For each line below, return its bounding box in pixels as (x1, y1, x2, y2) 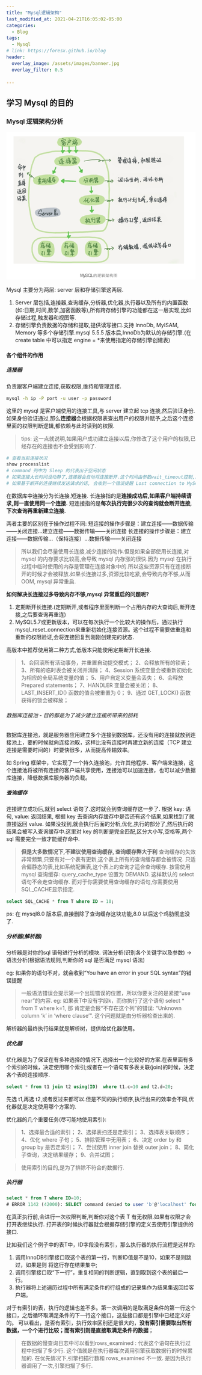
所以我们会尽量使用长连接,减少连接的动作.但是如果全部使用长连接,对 (20, 547, 189, 555)
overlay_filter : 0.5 (11, 67, 63, 73)
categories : (6, 22, 36, 28)
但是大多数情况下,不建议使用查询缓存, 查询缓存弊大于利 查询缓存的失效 (20, 848, 196, 855)
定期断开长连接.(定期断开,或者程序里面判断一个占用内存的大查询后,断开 (14, 603, 191, 611)
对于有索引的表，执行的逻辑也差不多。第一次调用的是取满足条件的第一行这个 (6, 1304, 196, 1311)
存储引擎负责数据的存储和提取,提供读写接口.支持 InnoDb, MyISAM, (14, 322, 179, 329)
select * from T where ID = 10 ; (6, 1195, 82, 1201)
